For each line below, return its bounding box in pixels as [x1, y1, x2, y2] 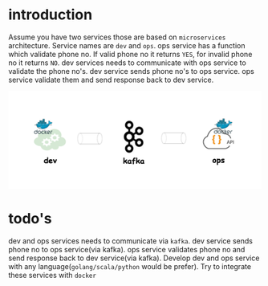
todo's [8, 210, 52, 228]
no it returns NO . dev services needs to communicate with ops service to [8, 58, 246, 67]
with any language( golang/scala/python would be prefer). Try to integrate [8, 261, 251, 271]
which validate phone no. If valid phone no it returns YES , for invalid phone [8, 49, 253, 59]
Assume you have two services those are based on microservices [8, 32, 226, 42]
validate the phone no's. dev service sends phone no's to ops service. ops [8, 66, 254, 76]
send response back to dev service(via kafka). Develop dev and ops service [8, 253, 260, 263]
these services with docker [8, 270, 96, 280]
